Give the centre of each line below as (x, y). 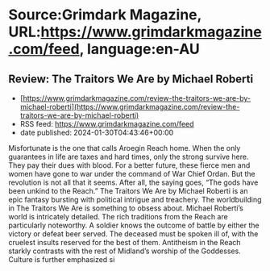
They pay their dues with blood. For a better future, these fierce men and (129, 165)
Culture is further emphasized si (62, 259)
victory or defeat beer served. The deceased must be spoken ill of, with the (133, 234)
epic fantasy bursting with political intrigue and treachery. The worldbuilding (135, 200)
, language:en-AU (139, 49)
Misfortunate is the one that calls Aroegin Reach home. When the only (125, 148)
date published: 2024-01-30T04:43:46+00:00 (97, 132)
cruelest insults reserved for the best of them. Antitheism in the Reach (125, 242)
